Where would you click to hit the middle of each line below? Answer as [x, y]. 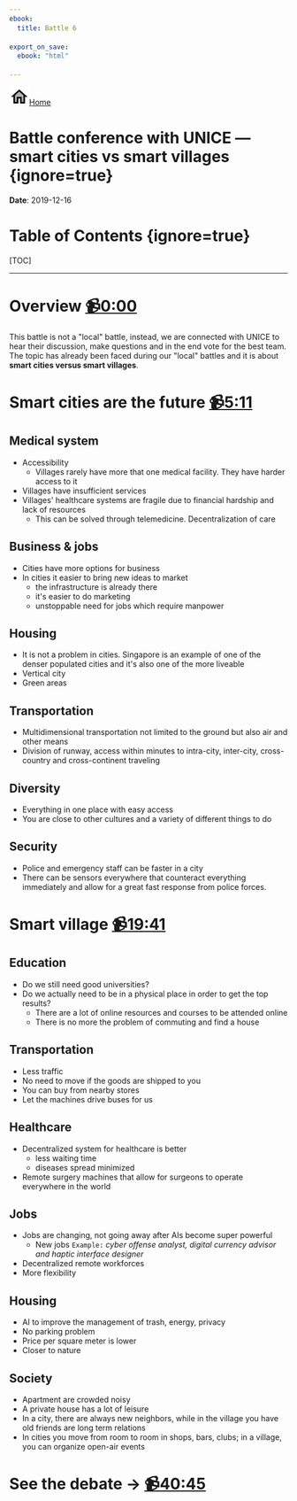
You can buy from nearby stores [80, 1090]
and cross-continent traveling [107, 761]
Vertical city [44, 674]
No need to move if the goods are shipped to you [111, 1080]
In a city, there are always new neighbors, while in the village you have [150, 1418]
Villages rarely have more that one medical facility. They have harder [160, 472]
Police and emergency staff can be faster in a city [112, 868]
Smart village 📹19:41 [88, 925]
